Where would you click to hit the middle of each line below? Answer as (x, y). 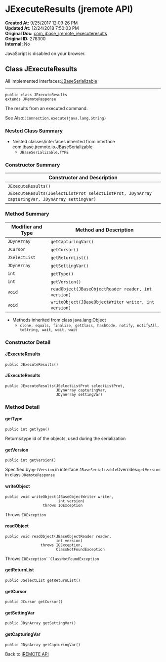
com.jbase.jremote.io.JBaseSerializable (52, 147)
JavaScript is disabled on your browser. (45, 54)
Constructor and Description (83, 178)
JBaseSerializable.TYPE (44, 153)
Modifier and (27, 226)
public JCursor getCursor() (34, 602)
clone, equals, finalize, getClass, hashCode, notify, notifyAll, (89, 326)
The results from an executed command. (46, 108)
